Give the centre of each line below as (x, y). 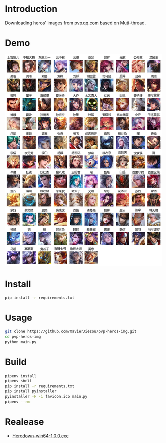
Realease (25, 422)
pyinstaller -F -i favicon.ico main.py (46, 397)
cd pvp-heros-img (23, 337)
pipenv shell (19, 381)
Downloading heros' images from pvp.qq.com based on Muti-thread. (76, 23)
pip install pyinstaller (31, 391)
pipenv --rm (17, 402)
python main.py (21, 342)
